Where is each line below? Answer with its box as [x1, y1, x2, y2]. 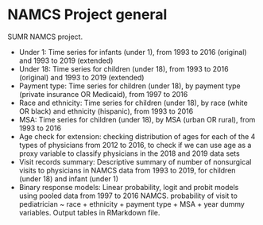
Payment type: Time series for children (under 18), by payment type [18, 81, 241, 91]
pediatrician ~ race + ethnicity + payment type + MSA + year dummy [18, 199, 246, 208]
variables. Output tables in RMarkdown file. [18, 208, 161, 217]
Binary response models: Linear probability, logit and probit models [18, 182, 239, 192]
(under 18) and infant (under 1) [18, 173, 119, 184]
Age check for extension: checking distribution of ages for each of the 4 [18, 131, 256, 141]
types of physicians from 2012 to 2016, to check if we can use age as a [18, 140, 252, 149]
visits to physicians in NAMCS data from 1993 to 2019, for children [18, 165, 236, 175]
